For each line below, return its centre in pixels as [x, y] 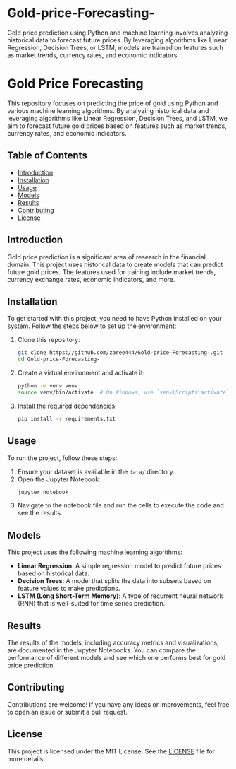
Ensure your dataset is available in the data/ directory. [96, 471]
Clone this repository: [49, 340]
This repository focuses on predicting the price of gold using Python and [113, 103]
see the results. [40, 513]
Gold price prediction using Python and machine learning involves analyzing [118, 33]
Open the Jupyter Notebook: [59, 479]
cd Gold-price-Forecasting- [58, 359]
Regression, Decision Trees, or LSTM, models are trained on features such [115, 47]
